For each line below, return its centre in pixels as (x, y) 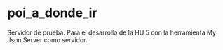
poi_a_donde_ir (52, 13)
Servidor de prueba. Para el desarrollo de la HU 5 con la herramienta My (111, 32)
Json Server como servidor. (47, 39)
